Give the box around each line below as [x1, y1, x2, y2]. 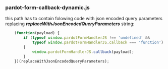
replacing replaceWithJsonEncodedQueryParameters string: [5, 21, 135, 27]
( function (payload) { [14, 31, 60, 36]
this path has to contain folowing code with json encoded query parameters [5, 16, 163, 22]
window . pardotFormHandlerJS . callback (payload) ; [32, 49, 135, 54]
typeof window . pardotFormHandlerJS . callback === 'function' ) [32, 40, 164, 45]
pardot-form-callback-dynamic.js [5, 4, 90, 11]
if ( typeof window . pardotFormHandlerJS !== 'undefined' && [23, 35, 150, 40]
